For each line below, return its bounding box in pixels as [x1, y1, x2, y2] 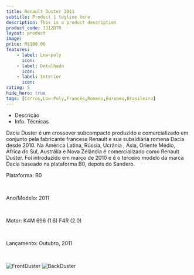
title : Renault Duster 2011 [6, 8, 75, 15]
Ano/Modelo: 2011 [6, 194, 50, 201]
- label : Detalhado [16, 63, 64, 69]
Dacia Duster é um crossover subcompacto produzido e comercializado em [6, 129, 189, 136]
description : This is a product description [6, 19, 117, 25]
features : [6, 47, 30, 53]
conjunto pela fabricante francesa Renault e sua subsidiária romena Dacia [6, 135, 185, 142]
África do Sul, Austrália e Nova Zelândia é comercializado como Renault [6, 147, 180, 155]
